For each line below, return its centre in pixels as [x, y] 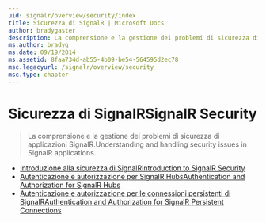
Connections [40, 210]
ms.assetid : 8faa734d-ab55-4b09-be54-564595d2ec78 [93, 60]
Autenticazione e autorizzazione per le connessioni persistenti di [125, 193]
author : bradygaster [42, 30]
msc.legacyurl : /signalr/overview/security [81, 67]
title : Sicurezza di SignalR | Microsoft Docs [86, 23]
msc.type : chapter [38, 75]
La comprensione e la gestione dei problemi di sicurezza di [123, 136]
